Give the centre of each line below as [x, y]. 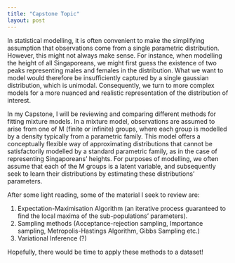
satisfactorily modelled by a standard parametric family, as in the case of [112, 151]
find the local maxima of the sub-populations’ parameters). [102, 216]
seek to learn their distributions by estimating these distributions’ [101, 174]
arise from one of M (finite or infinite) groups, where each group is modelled [117, 129]
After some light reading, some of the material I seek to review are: [103, 195]
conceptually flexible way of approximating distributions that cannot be [110, 143]
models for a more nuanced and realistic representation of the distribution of [118, 93]
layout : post [26, 20]
